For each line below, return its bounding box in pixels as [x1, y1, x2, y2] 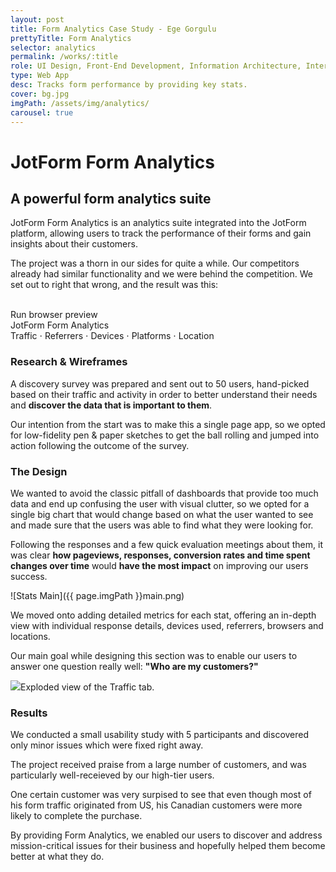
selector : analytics [10, 42, 97, 53]
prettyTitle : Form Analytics [10, 33, 132, 43]
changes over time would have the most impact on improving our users [10, 559, 309, 571]
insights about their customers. [10, 238, 138, 250]
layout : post [10, 14, 65, 25]
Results [10, 706, 48, 720]
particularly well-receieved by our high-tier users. [10, 769, 215, 781]
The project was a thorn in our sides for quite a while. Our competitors [10, 257, 300, 270]
